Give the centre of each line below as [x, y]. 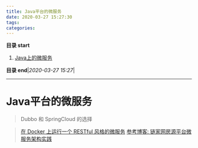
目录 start [18, 45]
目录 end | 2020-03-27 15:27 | [41, 70]
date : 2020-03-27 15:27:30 [39, 17]
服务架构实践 [36, 139]
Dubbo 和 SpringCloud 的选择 [56, 119]
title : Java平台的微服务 [34, 11]
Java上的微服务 [34, 58]
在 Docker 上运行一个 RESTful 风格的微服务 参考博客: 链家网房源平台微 [106, 132]
